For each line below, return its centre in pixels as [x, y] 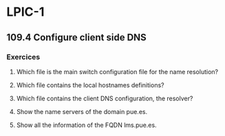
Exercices [23, 57]
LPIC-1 [25, 12]
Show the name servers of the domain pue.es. [82, 111]
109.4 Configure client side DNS [77, 37]
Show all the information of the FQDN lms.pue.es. [86, 125]
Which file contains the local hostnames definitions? [90, 85]
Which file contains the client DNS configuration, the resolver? [105, 98]
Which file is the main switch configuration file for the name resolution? [117, 71]
